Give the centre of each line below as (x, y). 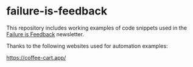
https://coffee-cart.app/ (36, 57)
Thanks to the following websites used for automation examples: (87, 46)
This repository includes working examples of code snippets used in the (97, 28)
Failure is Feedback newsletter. (45, 34)
